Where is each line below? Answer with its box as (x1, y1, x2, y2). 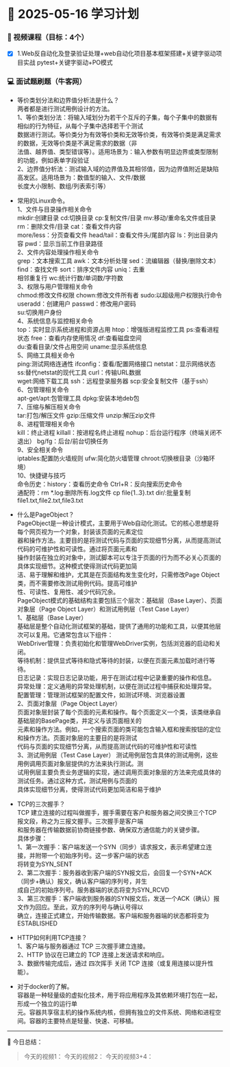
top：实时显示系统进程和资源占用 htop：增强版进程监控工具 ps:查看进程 (16, 325, 219, 333)
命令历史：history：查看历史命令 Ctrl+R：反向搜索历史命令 (16, 480, 183, 488)
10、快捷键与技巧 (16, 471, 66, 480)
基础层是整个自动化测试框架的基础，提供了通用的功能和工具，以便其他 (16, 622, 216, 630)
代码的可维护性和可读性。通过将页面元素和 (16, 544, 138, 553)
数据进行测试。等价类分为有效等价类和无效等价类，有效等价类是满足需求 (16, 130, 221, 138)
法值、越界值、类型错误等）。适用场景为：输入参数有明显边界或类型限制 (16, 147, 218, 155)
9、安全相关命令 (16, 445, 64, 453)
